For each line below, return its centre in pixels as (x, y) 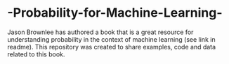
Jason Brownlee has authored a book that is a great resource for (100, 32)
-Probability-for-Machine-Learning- (115, 13)
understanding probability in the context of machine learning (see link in (111, 39)
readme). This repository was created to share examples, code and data (112, 47)
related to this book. (36, 54)
